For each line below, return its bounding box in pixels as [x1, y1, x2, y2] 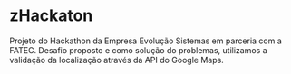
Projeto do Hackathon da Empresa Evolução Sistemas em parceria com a [9, 35, 283, 46]
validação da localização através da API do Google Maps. [9, 54, 224, 65]
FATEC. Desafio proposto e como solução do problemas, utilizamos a [9, 44, 267, 55]
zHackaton [9, 5, 93, 26]
